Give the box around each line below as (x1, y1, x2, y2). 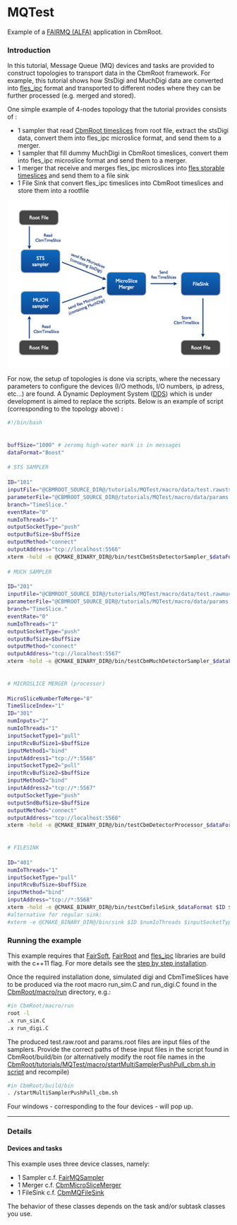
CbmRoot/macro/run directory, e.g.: (7, 987, 111, 997)
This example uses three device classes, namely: (7, 1160, 150, 1168)
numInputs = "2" (7, 717, 49, 725)
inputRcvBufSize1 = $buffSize (7, 739, 90, 746)
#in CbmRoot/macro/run (7, 1002, 74, 1009)
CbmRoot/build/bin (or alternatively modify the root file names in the (7, 1053, 206, 1061)
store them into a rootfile (17, 187, 90, 195)
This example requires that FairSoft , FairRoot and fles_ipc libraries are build (7, 951, 226, 960)
